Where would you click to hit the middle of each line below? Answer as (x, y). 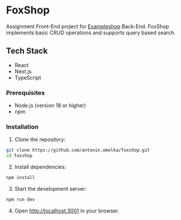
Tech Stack (27, 51)
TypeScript (28, 77)
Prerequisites (25, 92)
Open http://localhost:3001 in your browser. (67, 211)
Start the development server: (51, 188)
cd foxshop (19, 156)
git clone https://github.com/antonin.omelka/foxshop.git (78, 150)
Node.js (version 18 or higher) (50, 105)
